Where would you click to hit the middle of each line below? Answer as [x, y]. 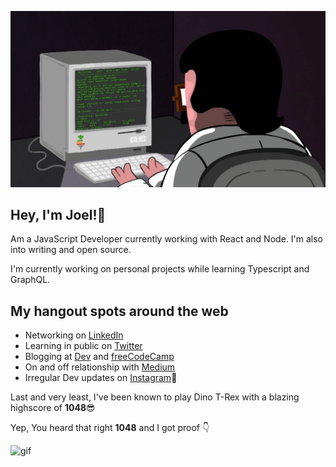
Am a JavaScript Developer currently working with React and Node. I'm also [166, 239]
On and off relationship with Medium [100, 367]
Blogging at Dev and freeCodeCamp [99, 357]
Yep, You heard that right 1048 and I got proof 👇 [110, 428]
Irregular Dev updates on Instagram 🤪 [101, 378]
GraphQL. [30, 280]
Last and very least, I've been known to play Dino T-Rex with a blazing [155, 397]
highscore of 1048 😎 [53, 408]
